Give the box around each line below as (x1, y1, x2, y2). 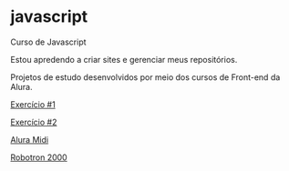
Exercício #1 (10, 98, 56, 110)
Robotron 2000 (10, 152, 67, 163)
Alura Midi (10, 134, 49, 145)
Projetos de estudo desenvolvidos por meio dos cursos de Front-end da (10, 71, 281, 83)
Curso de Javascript (10, 36, 87, 47)
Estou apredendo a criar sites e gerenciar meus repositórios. (10, 54, 238, 65)
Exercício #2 (10, 116, 57, 127)
